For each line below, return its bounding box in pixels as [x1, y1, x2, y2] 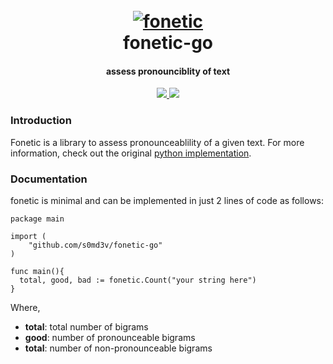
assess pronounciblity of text [105, 65, 231, 77]
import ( [10, 231, 47, 241]
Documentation [10, 172, 88, 186]
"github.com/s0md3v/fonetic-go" [28, 240, 163, 250]
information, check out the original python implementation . [10, 147, 252, 159]
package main [10, 214, 65, 224]
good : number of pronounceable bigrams [24, 331, 196, 343]
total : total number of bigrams [24, 320, 149, 333]
